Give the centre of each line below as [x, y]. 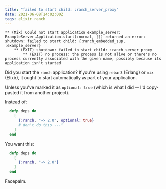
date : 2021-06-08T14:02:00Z [34, 14]
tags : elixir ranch [25, 19]
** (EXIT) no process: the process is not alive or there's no [90, 54]
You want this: [20, 144]
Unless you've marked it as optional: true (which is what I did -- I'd [75, 87]
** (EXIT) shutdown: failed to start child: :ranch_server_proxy [83, 50]
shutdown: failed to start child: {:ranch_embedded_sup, [65, 41]
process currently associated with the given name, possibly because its [83, 59]
